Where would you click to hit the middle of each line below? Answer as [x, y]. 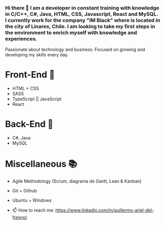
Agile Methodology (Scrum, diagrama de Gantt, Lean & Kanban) [77, 181]
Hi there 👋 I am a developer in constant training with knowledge [82, 8]
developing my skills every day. [37, 55]
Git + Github [24, 191]
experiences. [21, 39]
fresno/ [20, 218]
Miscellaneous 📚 [41, 164]
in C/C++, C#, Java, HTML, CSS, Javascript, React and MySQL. [82, 14]
